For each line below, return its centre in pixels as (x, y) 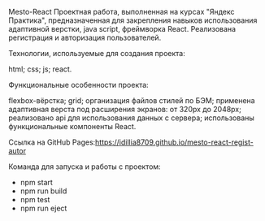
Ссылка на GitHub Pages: (52, 142)
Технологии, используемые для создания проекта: (97, 53)
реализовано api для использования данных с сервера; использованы (131, 118)
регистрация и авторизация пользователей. (85, 37)
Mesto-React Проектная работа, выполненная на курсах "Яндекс (122, 12)
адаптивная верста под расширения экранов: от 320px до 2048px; (125, 109)
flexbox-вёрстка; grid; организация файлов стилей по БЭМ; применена (132, 100)
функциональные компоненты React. (72, 126)
